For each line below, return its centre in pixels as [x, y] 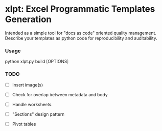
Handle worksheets [32, 104]
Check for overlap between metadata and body [60, 94]
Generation [28, 19]
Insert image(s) [27, 85]
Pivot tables [24, 124]
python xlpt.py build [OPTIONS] [37, 62]
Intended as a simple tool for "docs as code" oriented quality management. [81, 33]
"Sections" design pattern [38, 114]
